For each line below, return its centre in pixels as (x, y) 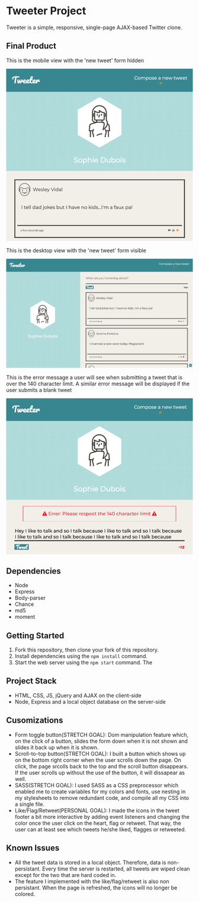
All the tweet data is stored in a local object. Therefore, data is (90, 862)
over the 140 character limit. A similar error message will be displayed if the (98, 384)
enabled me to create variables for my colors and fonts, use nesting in (100, 792)
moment (25, 617)
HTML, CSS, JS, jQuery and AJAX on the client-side (78, 695)
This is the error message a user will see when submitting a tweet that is (94, 377)
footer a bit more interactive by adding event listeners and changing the (102, 816)
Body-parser (30, 598)
